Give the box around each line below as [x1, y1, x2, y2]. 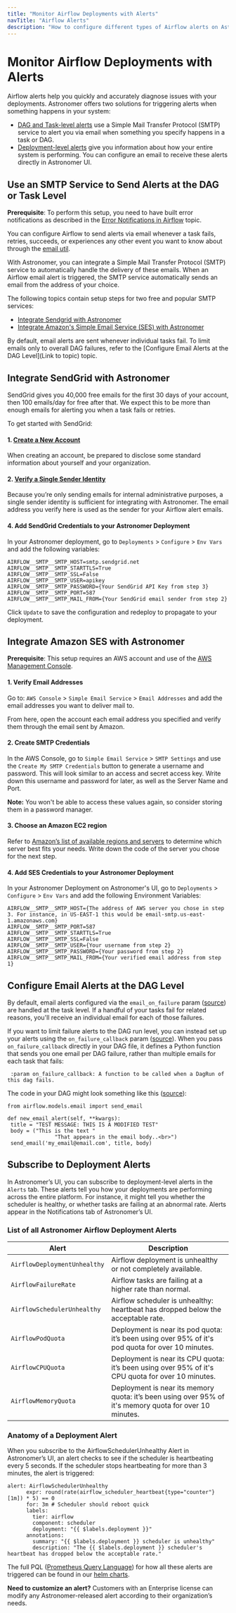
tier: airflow [32, 1514, 74, 1521]
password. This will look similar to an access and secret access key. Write [7, 769, 221, 778]
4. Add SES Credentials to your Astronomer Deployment [7, 868, 174, 876]
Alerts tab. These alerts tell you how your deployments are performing [7, 1185, 212, 1194]
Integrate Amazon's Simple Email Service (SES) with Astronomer [17, 323, 204, 331]
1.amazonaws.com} [7, 917, 58, 924]
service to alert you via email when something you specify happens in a [17, 128, 225, 137]
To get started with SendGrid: [7, 419, 93, 427]
